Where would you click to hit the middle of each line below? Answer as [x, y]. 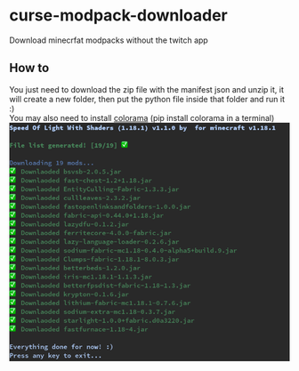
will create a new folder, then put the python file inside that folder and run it [147, 99]
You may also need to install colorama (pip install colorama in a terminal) [142, 117]
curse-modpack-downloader [119, 16]
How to [29, 68]
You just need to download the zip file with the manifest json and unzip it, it [147, 89]
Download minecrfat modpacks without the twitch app [109, 40]
